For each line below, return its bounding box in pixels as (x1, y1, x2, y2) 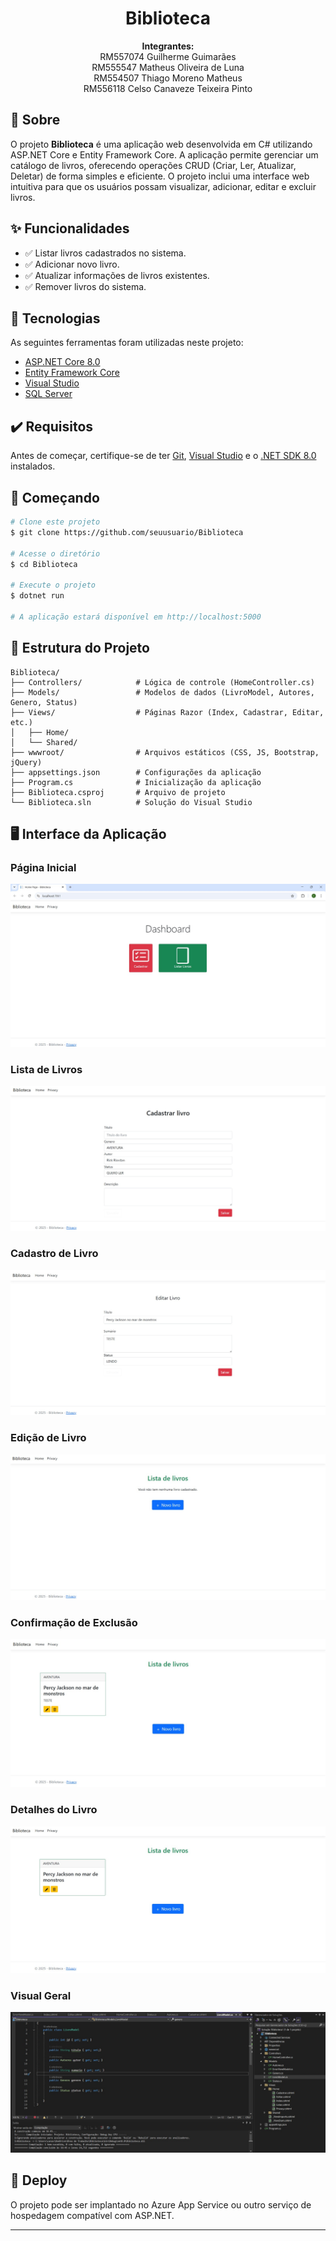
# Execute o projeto (10, 580, 97, 591)
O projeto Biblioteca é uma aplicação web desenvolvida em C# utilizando (10, 138, 313, 150)
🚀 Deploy (10, 2172, 68, 2189)
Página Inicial (10, 860, 77, 874)
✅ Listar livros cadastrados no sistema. (24, 247, 187, 259)
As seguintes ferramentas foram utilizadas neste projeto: (10, 337, 244, 349)
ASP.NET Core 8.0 (24, 356, 101, 368)
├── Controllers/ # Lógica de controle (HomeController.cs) (10, 677, 315, 687)
